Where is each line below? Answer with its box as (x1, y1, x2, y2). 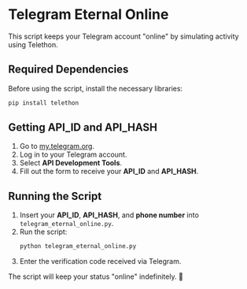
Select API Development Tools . (19, 158, 123, 168)
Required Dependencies (8, 63, 129, 76)
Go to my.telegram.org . (19, 142, 94, 151)
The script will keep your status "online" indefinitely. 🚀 (8, 272, 183, 281)
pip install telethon (8, 98, 79, 107)
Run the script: (19, 227, 68, 237)
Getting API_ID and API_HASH (8, 120, 157, 135)
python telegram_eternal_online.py (19, 243, 137, 250)
